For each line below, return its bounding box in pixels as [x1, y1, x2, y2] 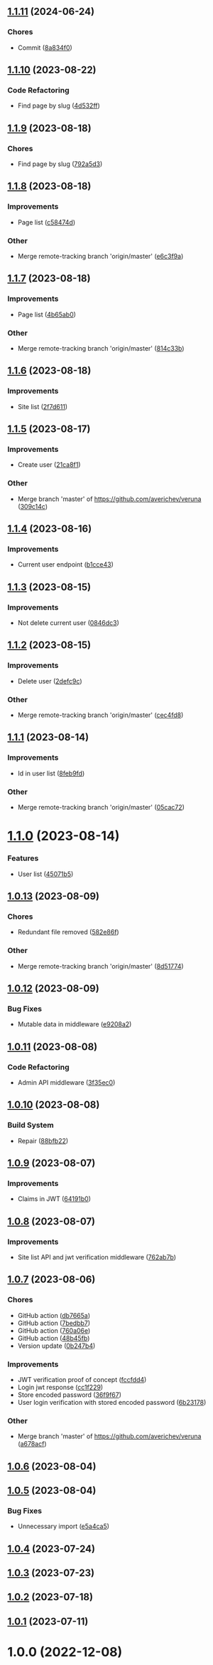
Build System [7, 1120, 55, 1130]
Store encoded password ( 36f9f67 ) [17, 1390, 122, 1399]
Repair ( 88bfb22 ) [17, 1136, 69, 1145]
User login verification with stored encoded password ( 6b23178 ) [17, 1398, 207, 1406]
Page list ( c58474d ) [17, 217, 76, 227]
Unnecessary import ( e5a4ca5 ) [17, 1522, 110, 1531]
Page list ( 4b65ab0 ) [17, 310, 77, 319]
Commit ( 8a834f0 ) [17, 43, 72, 52]
